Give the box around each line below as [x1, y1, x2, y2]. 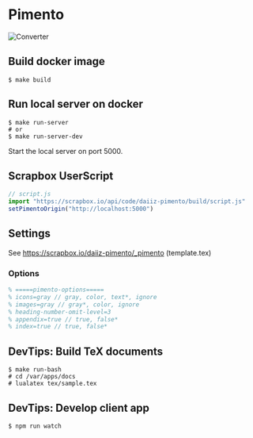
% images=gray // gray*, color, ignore [8, 300, 140, 309]
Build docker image [8, 55, 105, 68]
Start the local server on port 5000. [8, 146, 123, 156]
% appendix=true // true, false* [8, 315, 119, 323]
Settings [8, 227, 51, 240]
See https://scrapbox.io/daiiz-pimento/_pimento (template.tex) [8, 248, 212, 257]
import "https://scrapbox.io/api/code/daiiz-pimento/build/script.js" [8, 198, 246, 206]
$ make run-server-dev [8, 133, 83, 140]
